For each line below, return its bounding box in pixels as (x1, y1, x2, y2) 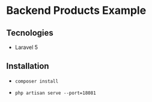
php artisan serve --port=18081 (14, 90, 96, 96)
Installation (6, 61, 49, 71)
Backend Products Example (6, 4, 147, 18)
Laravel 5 (14, 43, 38, 51)
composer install (14, 78, 59, 84)
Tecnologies (6, 28, 53, 38)
